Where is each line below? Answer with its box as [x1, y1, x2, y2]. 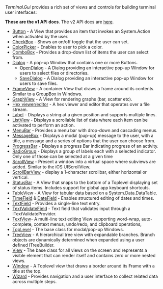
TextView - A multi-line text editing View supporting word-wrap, [12, 216, 141, 222]
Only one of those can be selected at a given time [12, 154, 113, 159]
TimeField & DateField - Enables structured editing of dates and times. [12, 195, 155, 201]
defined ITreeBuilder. [12, 242, 55, 248]
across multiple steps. [12, 279, 57, 284]
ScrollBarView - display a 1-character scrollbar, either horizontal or [12, 169, 147, 175]
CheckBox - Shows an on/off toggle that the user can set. [12, 39, 129, 45]
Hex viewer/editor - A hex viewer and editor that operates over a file [12, 102, 150, 107]
